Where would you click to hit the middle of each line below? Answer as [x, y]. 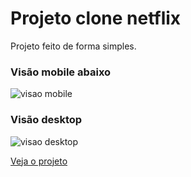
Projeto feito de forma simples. [73, 46]
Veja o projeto [39, 161]
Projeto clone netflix [96, 18]
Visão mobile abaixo [61, 72]
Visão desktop [46, 120]
